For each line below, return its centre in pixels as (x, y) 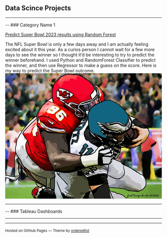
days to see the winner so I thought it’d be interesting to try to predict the (80, 55)
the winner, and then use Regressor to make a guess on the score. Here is (81, 65)
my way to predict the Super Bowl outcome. (50, 70)
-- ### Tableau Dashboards (34, 211)
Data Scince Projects (38, 8)
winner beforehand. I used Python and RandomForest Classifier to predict (81, 60)
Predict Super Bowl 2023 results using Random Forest (61, 34)
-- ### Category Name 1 (30, 25)
